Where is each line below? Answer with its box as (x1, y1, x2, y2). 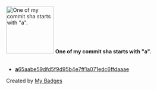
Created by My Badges (6, 77, 62, 84)
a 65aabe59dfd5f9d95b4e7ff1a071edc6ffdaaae (14, 66, 130, 73)
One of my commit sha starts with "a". (55, 48, 152, 55)
